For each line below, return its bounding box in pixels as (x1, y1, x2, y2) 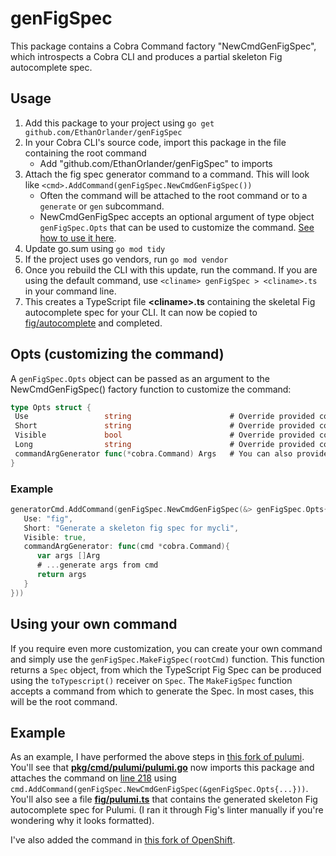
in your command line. (24, 285, 117, 297)
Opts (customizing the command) (10, 346, 225, 363)
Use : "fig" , (23, 513, 74, 524)
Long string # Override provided (14, 440, 315, 450)
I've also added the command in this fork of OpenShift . (10, 834, 236, 846)
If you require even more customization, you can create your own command (10, 642, 323, 654)
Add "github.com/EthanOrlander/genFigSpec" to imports (39, 157, 273, 169)
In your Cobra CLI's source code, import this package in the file (24, 136, 287, 148)
